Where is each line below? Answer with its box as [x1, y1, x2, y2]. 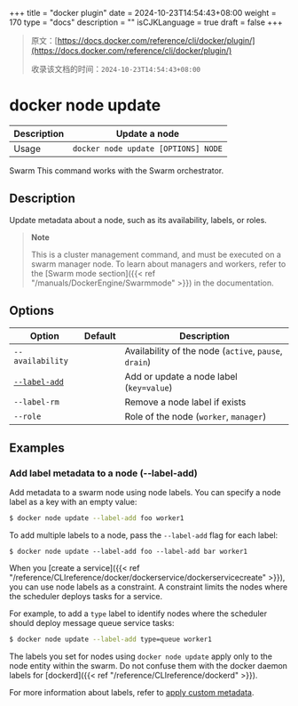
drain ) [124, 356, 152, 368]
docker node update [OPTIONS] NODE [72, 143, 223, 154]
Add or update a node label [124, 370, 238, 382]
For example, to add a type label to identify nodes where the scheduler [9, 608, 268, 619]
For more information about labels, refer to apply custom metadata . [9, 687, 255, 697]
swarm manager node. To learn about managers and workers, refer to [30, 258, 286, 269]
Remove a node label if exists [124, 396, 247, 408]
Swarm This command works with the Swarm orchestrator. [9, 164, 224, 176]
